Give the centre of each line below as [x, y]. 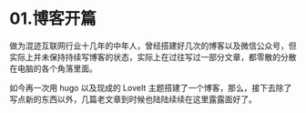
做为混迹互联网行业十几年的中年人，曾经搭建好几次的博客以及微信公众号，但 [153, 46]
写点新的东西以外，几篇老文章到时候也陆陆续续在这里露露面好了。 [133, 99]
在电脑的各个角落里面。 [53, 68]
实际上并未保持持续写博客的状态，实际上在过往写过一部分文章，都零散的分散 [153, 56]
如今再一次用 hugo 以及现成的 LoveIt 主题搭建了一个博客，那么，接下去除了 [151, 87]
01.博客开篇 [53, 19]
